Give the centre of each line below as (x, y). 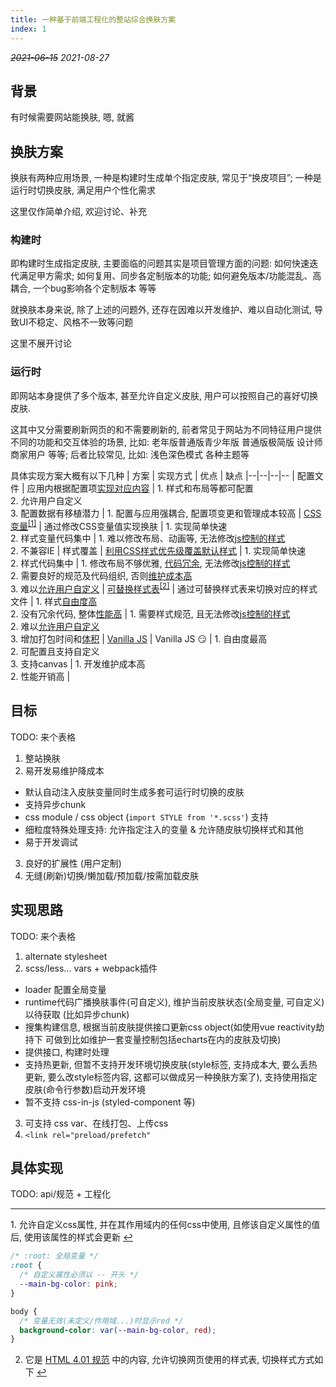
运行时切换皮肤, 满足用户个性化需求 (83, 190)
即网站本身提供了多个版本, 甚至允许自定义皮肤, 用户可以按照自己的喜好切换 (164, 395)
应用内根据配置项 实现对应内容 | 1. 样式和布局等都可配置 (140, 488)
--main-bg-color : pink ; (68, 1284)
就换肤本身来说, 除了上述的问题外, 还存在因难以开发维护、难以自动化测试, (161, 310)
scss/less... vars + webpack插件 (91, 968)
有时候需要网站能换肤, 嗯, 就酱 (72, 117)
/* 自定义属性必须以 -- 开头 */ (79, 1275)
